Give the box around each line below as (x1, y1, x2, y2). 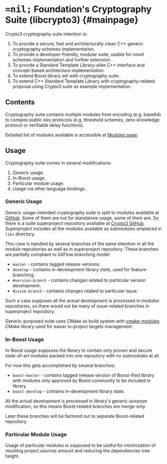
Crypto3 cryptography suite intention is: (5, 31, 88, 37)
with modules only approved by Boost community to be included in (12, 377, 151, 383)
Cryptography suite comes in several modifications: (5, 160, 112, 166)
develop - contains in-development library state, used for (12, 266, 130, 272)
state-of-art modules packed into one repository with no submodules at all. (5, 353, 160, 359)
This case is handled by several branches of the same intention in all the (5, 241, 154, 247)
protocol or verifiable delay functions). (5, 122, 84, 128)
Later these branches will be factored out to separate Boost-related (5, 413, 144, 419)
